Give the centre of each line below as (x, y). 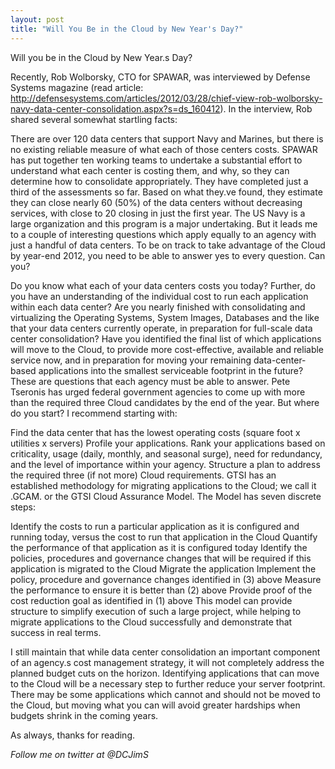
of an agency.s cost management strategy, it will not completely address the (167, 662)
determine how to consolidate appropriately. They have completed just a (159, 181)
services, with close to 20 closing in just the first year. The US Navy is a (158, 213)
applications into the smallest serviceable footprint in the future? (171, 370)
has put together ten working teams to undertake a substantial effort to (156, 160)
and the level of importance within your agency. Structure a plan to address (165, 464)
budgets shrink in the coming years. (84, 715)
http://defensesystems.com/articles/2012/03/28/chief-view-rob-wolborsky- (166, 98)
